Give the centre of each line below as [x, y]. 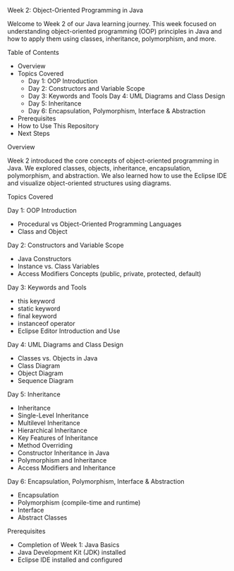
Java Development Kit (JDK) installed [72, 552]
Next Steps [34, 133]
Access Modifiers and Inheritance [67, 468]
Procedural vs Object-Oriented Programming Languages [99, 224]
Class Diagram [39, 366]
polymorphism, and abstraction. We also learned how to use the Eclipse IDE [117, 176]
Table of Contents [33, 52]
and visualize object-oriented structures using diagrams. [89, 183]
